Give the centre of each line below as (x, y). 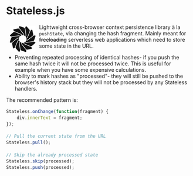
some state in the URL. (66, 46)
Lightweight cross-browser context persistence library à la (110, 27)
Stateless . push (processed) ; (40, 167)
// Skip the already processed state (52, 155)
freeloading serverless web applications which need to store (112, 39)
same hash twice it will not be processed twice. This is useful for (93, 64)
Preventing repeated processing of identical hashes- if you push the (97, 57)
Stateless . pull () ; (28, 142)
